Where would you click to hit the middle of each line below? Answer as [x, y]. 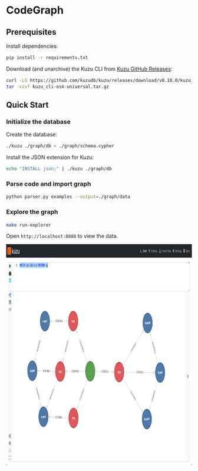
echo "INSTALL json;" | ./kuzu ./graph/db [59, 169]
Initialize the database [38, 121]
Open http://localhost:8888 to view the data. [62, 236]
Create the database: [32, 135]
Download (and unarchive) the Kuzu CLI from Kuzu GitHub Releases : [89, 69]
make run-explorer [29, 225]
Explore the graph [32, 212]
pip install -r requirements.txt [47, 58]
